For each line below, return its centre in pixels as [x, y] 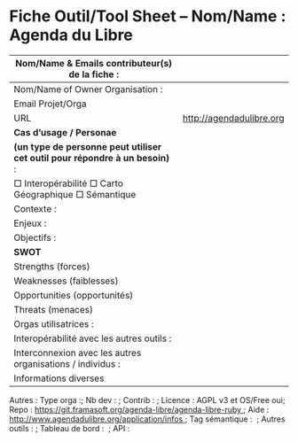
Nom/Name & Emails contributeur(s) [94, 63]
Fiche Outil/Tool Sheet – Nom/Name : [148, 16]
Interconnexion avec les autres [78, 353]
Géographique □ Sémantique [75, 194]
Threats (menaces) [54, 309]
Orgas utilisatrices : [54, 323]
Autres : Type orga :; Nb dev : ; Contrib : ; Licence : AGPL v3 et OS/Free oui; [147, 399]
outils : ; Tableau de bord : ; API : [70, 428]
